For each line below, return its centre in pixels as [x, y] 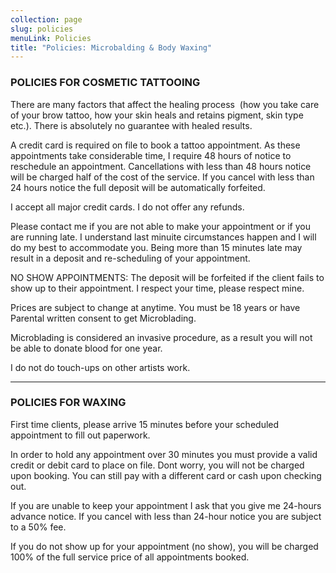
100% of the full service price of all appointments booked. [130, 557]
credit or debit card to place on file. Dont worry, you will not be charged [157, 465]
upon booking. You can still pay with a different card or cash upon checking [166, 475]
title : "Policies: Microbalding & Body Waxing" [111, 47]
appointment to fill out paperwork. [80, 435]
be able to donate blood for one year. [86, 348]
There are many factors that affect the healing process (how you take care [165, 104]
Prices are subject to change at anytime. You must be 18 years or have [155, 307]
